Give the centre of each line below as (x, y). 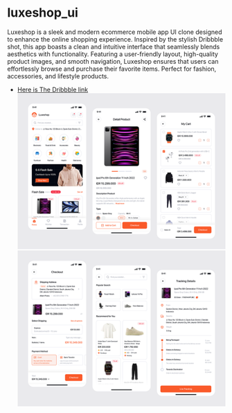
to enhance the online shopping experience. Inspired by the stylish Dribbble (115, 39)
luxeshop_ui (43, 13)
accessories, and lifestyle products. (58, 76)
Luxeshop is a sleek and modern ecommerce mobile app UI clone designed (115, 32)
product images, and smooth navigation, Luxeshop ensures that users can (113, 61)
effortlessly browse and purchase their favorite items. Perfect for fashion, (112, 69)
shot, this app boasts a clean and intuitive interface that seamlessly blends (114, 46)
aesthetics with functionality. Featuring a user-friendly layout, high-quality (113, 54)
